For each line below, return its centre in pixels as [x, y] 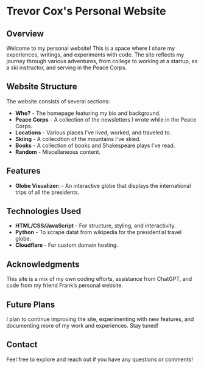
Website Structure [42, 87]
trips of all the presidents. [47, 192]
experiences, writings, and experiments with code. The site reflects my [95, 55]
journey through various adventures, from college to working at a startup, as [102, 61]
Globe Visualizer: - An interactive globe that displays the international [103, 185]
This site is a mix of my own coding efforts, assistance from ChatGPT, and [99, 279]
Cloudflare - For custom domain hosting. [67, 245]
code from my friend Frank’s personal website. [65, 285]
